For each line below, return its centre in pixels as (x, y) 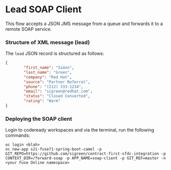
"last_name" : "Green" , (48, 72)
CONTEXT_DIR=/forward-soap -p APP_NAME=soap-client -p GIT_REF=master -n (86, 158)
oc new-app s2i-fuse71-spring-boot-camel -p (54, 150)
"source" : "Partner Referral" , (57, 82)
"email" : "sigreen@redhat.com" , (58, 91)
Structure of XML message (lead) (48, 42)
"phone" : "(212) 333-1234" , (54, 87)
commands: (18, 135)
